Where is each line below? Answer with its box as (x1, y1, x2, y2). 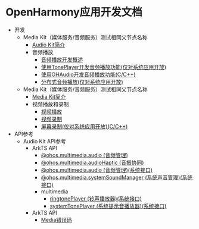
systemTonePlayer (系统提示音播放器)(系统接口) (49, 202, 167, 209)
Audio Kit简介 (32, 41, 66, 48)
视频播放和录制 (32, 101, 69, 108)
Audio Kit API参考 (23, 137, 66, 145)
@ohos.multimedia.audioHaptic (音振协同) (41, 159, 144, 166)
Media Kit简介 (32, 93, 66, 100)
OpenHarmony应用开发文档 (5, 5, 142, 19)
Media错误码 (41, 216, 72, 223)
